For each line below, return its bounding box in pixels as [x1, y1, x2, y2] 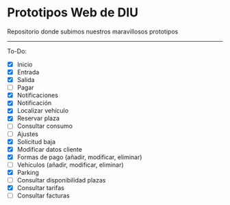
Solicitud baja [16, 137, 56, 146]
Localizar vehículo [16, 107, 69, 115]
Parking [16, 168, 40, 176]
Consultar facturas [16, 191, 70, 200]
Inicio [16, 60, 33, 68]
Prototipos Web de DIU [7, 5, 139, 20]
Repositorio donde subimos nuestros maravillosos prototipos [7, 27, 179, 36]
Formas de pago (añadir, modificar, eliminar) [16, 152, 142, 161]
